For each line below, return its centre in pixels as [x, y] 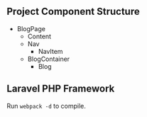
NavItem [50, 51]
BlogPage [31, 28]
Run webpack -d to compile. [47, 106]
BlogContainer [49, 59]
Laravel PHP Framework [61, 89]
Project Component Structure [73, 12]
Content [39, 36]
